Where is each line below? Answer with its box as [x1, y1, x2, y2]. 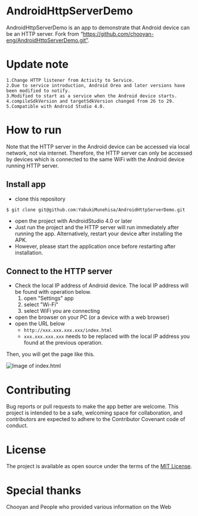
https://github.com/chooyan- [82, 30, 154, 37]
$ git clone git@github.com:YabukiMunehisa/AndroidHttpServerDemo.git [6, 207, 185, 213]
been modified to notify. [6, 88, 70, 94]
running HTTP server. [6, 162, 59, 169]
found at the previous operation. [23, 339, 103, 346]
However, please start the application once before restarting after [14, 242, 176, 250]
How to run [6, 124, 62, 137]
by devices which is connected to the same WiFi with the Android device [6, 155, 185, 162]
